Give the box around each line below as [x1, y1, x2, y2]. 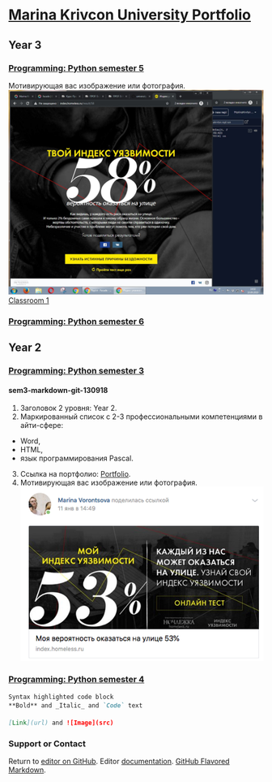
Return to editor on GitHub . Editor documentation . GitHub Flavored [8, 757, 230, 767]
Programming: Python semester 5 [8, 63, 144, 74]
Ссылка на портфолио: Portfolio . [19, 469, 131, 479]
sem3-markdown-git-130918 [8, 385, 108, 395]
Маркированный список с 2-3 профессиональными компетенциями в [19, 412, 263, 421]
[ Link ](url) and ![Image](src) [8, 719, 114, 728]
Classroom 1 [8, 295, 49, 305]
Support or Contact [8, 737, 87, 749]
